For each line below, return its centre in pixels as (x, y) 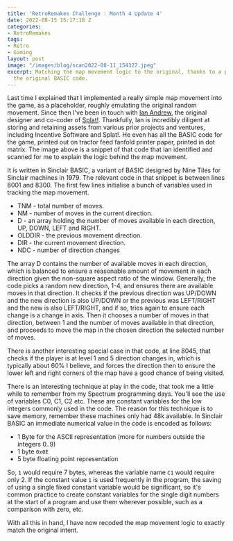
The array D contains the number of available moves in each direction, (107, 264)
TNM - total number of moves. (60, 206)
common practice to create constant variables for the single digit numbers (113, 494)
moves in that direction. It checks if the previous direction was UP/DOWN (112, 293)
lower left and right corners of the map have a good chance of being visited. (116, 373)
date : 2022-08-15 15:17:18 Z (49, 20)
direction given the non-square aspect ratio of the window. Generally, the (112, 278)
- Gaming (20, 53)
